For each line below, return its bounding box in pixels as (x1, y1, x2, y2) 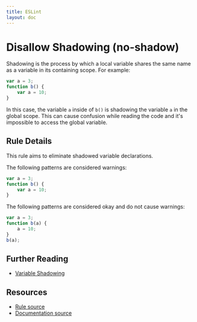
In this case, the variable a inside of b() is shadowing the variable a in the (6, 106, 188, 113)
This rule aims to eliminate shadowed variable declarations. (6, 152, 154, 159)
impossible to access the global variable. (6, 119, 108, 126)
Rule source (14, 303, 45, 311)
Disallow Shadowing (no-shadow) (6, 40, 180, 54)
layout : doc (6, 14, 36, 20)
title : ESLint (6, 8, 42, 15)
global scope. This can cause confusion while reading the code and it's (6, 112, 184, 119)
